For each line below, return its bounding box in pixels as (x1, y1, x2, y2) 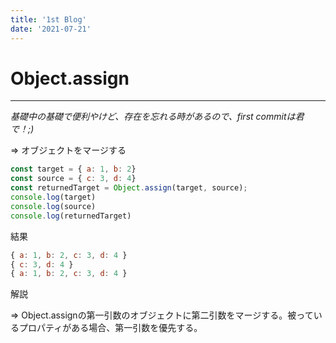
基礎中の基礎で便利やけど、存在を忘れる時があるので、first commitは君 (10, 111, 305, 123)
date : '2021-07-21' (10, 24, 92, 34)
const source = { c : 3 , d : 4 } (10, 174, 137, 184)
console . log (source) (10, 201, 97, 211)
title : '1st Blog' (10, 14, 87, 25)
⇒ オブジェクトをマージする (10, 144, 127, 156)
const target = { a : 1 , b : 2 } (10, 164, 137, 175)
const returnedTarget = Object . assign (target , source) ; (10, 183, 248, 193)
